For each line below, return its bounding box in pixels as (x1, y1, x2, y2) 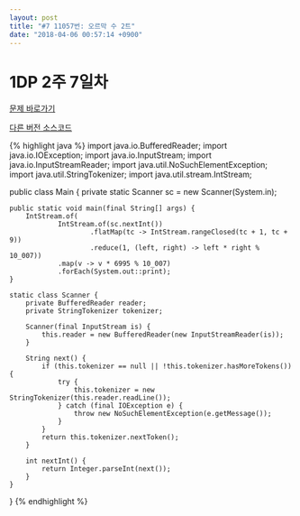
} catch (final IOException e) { (57, 401, 183, 410)
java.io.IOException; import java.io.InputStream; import (9, 150, 212, 161)
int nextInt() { (25, 456, 87, 465)
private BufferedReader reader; (25, 299, 147, 308)
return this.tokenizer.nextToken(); (41, 433, 179, 442)
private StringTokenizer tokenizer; (25, 307, 164, 316)
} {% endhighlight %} (9, 496, 88, 507)
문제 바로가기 (9, 103, 56, 114)
